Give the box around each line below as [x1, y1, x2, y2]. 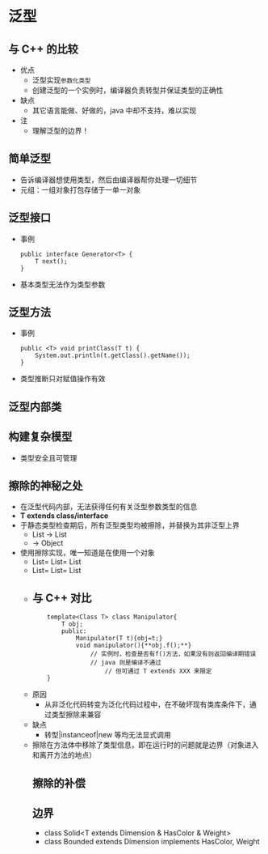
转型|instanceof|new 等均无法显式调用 [44, 730, 171, 740]
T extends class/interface [19, 511, 109, 520]
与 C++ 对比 [31, 591, 92, 605]
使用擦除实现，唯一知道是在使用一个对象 [19, 548, 155, 558]
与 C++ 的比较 [8, 42, 78, 56]
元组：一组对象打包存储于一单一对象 [19, 185, 141, 194]
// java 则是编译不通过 [90, 659, 161, 667]
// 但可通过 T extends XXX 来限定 [104, 667, 212, 676]
